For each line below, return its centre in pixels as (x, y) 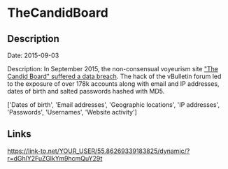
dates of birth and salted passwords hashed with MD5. (86, 91)
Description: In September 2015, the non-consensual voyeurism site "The (113, 69)
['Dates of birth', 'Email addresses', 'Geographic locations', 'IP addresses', (114, 105)
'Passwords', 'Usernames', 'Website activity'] (72, 112)
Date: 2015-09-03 (33, 55)
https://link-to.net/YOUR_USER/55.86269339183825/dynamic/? (99, 151)
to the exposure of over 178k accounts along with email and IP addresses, (113, 84)
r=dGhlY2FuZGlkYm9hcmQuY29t (55, 158)
